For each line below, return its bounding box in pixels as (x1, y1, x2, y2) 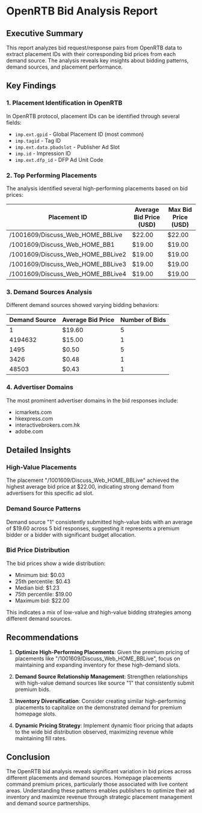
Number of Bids (120, 316, 167, 324)
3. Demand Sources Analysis (6, 288, 93, 296)
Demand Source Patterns (6, 504, 81, 513)
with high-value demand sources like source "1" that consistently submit (14, 679, 194, 687)
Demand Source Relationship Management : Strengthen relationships (14, 673, 188, 680)
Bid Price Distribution (6, 546, 70, 554)
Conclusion (6, 752, 50, 762)
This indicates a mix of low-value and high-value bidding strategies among (6, 608, 191, 616)
